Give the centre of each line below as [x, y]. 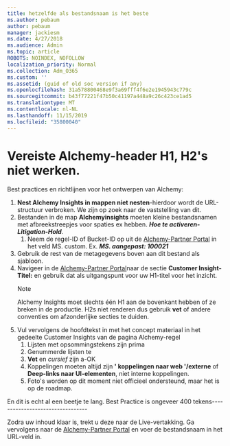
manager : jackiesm [33, 33]
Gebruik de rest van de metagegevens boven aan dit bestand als [108, 254]
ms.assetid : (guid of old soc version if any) [75, 84]
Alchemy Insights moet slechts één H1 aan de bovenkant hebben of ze [116, 302]
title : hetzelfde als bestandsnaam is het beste [78, 13]
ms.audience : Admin [35, 45]
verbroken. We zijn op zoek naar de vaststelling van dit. [123, 210]
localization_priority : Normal [52, 64]
